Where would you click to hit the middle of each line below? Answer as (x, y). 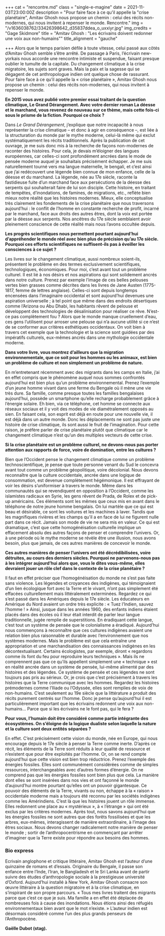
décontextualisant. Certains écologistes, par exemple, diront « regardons (79, 651)
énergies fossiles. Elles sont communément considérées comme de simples (82, 765)
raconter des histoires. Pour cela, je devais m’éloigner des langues (72, 151)
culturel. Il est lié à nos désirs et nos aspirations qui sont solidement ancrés (81, 275)
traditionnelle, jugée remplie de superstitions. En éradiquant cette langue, (79, 620)
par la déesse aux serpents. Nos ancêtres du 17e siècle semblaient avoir (78, 219)
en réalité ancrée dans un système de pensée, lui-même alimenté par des (79, 667)
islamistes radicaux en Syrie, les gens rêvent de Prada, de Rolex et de (76, 496)
